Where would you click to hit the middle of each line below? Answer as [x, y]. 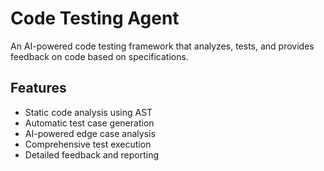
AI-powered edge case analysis [90, 133]
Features [38, 88]
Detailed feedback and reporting [92, 154]
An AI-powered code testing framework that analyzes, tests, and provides [162, 46]
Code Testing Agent [95, 18]
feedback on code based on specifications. [99, 56]
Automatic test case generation [89, 123]
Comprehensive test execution [88, 144]
